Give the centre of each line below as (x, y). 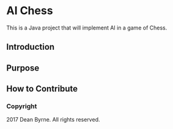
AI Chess (30, 11)
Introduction (31, 47)
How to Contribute (42, 89)
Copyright (22, 106)
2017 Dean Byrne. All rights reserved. (53, 120)
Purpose (23, 68)
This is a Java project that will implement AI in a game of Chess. (87, 28)
